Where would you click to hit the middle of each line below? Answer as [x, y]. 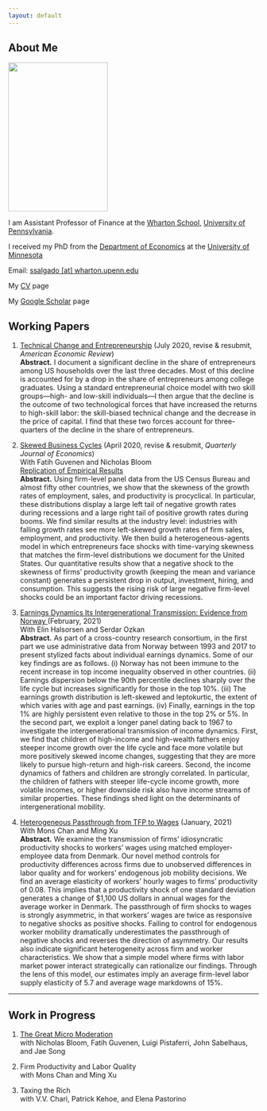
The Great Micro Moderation [66, 1035]
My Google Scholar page [49, 301]
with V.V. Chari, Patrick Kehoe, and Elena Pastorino [103, 1099]
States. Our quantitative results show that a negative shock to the [127, 563]
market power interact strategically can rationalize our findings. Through [138, 966]
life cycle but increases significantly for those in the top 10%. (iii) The [133, 689]
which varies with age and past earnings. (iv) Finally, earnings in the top [137, 706]
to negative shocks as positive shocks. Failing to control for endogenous [138, 923]
